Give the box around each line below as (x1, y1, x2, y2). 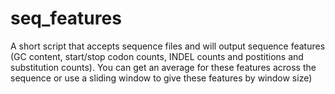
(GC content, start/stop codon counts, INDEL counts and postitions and (10, 50, 304, 62)
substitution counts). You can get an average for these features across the (10, 61, 317, 73)
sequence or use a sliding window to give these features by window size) (10, 72, 313, 84)
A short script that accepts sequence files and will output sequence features (10, 40, 326, 52)
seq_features (10, 7, 122, 30)
